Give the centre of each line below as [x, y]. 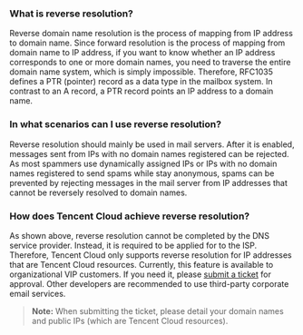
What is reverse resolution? [72, 14]
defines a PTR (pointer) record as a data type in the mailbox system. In [142, 82]
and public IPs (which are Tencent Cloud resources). [130, 320]
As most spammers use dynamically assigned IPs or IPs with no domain [143, 163]
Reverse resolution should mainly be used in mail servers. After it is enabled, [152, 144]
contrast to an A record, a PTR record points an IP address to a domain [142, 91]
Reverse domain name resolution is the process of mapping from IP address [151, 34]
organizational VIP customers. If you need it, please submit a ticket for [141, 274]
